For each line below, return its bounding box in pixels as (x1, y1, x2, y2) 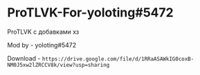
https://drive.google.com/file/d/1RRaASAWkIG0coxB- (42, 55, 194, 63)
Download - (7, 54, 41, 63)
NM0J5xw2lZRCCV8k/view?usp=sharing (7, 61, 110, 68)
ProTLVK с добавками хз (7, 28, 80, 36)
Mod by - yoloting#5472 (7, 41, 77, 49)
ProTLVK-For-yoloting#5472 (7, 5, 174, 21)
